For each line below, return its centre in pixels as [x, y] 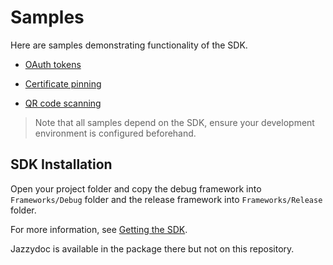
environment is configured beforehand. [115, 133]
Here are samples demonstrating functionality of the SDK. [129, 45]
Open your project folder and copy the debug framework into [136, 188]
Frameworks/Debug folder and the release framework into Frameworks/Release [166, 199]
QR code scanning [63, 103]
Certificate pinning [63, 83]
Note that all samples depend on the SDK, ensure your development [174, 122]
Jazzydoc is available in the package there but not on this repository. [152, 248]
